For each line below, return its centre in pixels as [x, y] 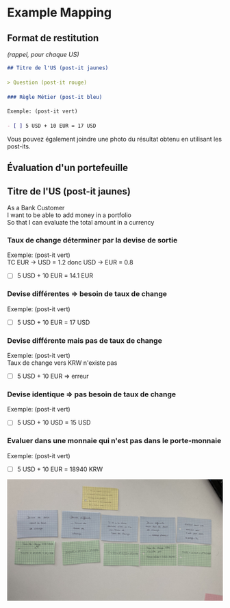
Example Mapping [59, 13]
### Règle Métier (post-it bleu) [55, 97]
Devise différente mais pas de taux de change [85, 340]
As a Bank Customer [36, 208]
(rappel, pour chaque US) [43, 54]
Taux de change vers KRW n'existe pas [62, 363]
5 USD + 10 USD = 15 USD [54, 423]
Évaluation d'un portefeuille [68, 168]
